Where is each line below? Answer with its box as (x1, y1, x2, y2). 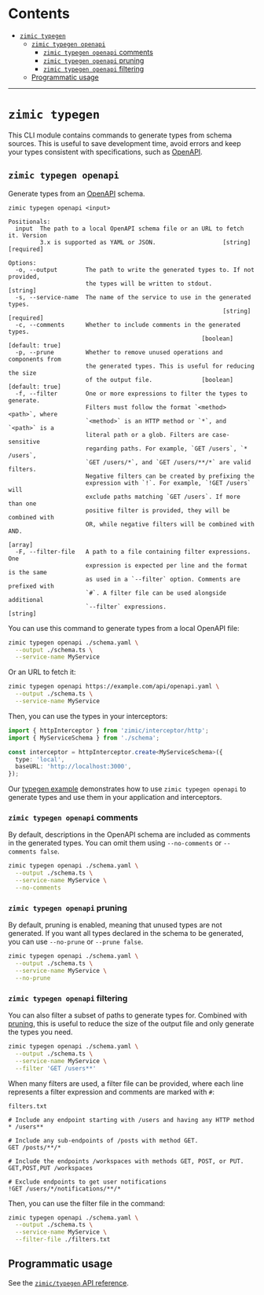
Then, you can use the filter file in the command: (8, 1198, 166, 1208)
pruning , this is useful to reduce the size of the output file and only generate (8, 1019, 255, 1029)
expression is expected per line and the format (85, 561, 247, 570)
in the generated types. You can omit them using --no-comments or (8, 838, 222, 848)
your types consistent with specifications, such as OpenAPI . (8, 147, 203, 156)
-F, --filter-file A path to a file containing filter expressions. (15, 548, 251, 556)
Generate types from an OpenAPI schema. (8, 189, 145, 198)
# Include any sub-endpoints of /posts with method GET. (8, 1136, 199, 1144)
